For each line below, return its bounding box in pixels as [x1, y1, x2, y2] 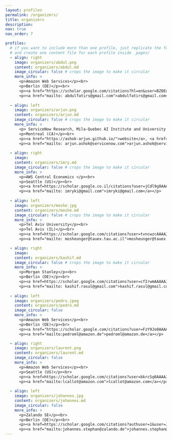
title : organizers [5, 17, 45, 22]
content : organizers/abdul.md [14, 65, 79, 70]
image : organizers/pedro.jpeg [14, 298, 79, 303]
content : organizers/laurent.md [14, 350, 83, 356]
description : [5, 22, 33, 27]
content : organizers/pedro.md [14, 303, 79, 308]
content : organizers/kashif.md [14, 255, 81, 260]
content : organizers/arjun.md [14, 112, 79, 118]
